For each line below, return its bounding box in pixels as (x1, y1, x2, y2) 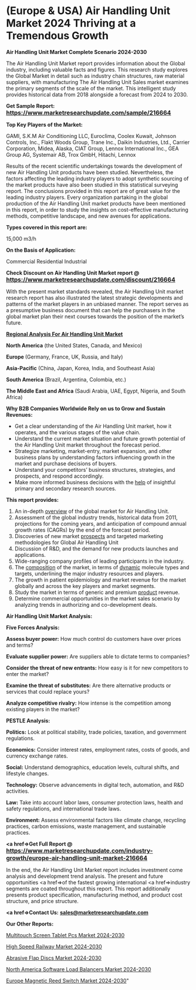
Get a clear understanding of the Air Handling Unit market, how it (14, 423, 172, 430)
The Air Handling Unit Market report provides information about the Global (6, 60, 186, 67)
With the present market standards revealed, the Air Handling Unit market (6, 288, 184, 295)
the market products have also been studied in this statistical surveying (6, 181, 178, 188)
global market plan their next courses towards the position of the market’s (6, 313, 185, 320)
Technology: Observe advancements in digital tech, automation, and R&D (6, 781, 184, 788)
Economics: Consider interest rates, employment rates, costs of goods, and (6, 746, 190, 753)
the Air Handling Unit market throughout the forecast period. (14, 441, 161, 448)
